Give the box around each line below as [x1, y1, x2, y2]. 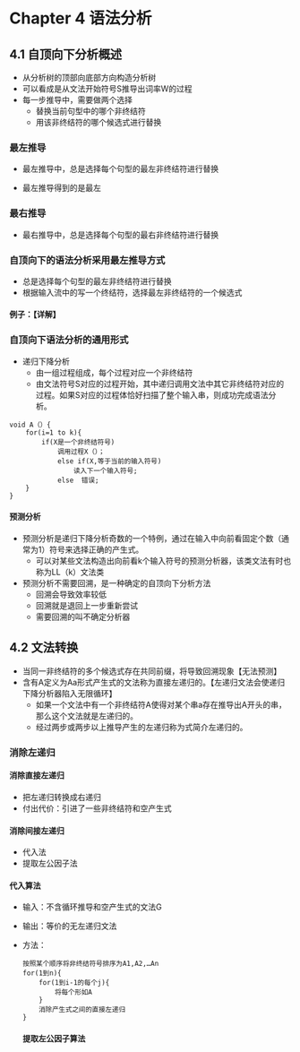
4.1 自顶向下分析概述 [9, 47, 123, 62]
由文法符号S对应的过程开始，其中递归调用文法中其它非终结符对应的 [35, 378, 285, 389]
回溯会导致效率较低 [35, 589, 107, 599]
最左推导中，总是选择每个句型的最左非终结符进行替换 [21, 163, 219, 175]
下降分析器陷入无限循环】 [21, 687, 117, 699]
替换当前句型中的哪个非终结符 [35, 106, 146, 116]
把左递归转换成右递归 [21, 791, 101, 802]
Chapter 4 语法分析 [9, 8, 152, 29]
